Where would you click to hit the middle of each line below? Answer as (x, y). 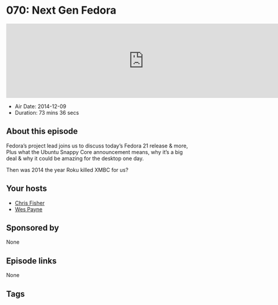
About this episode (42, 131)
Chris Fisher (30, 203)
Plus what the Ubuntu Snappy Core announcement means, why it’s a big (94, 152)
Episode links (31, 261)
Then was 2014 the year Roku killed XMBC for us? (67, 169)
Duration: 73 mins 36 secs (47, 112)
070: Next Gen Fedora (61, 10)
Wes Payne (29, 209)
